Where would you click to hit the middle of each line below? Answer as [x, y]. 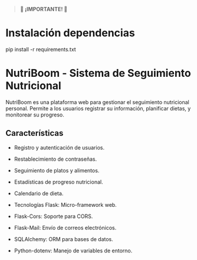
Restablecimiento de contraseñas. [55, 159]
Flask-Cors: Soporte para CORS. [53, 216]
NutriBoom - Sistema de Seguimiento [98, 73]
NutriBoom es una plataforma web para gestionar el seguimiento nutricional [97, 102]
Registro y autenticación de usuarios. [59, 147]
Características [35, 133]
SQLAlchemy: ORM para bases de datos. [63, 239]
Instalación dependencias [70, 33]
